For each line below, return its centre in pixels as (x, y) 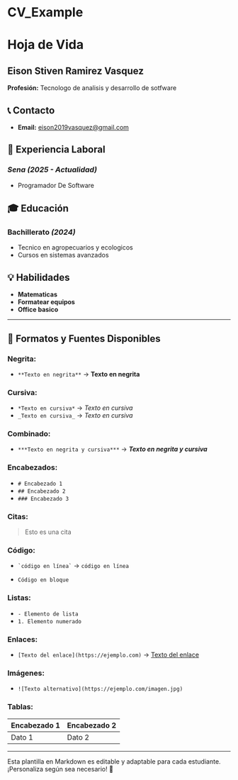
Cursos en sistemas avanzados (63, 255)
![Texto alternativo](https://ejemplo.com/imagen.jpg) (100, 689)
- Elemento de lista (48, 614)
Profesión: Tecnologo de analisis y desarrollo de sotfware (92, 88)
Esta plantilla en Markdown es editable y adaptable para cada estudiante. (114, 761)
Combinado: (29, 434)
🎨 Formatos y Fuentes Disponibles (84, 339)
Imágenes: (26, 673)
